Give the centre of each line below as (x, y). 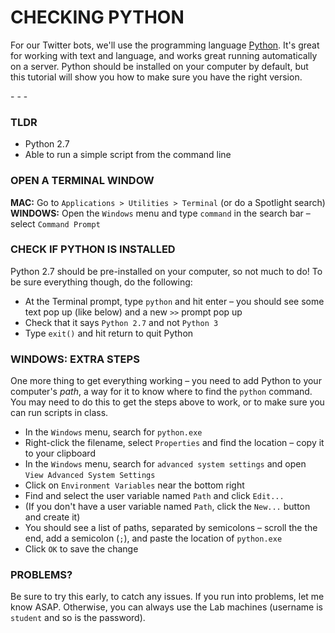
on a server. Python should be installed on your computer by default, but (159, 66)
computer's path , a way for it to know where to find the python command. (161, 392)
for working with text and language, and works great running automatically (164, 55)
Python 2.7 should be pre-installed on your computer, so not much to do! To (166, 271)
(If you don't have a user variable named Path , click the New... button (167, 507)
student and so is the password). (78, 618)
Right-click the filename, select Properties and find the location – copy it (174, 443)
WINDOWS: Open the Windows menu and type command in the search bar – (160, 213)
